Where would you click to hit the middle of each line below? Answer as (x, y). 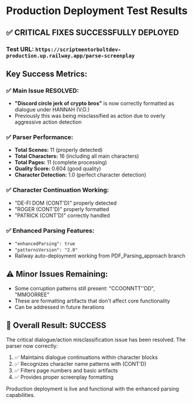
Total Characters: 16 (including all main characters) (77, 156)
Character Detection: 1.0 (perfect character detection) (80, 175)
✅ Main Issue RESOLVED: (43, 90)
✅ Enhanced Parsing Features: (50, 230)
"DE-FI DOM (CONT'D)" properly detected (66, 203)
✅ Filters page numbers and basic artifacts (66, 370)
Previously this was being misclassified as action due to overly (90, 116)
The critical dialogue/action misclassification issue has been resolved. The (96, 340)
